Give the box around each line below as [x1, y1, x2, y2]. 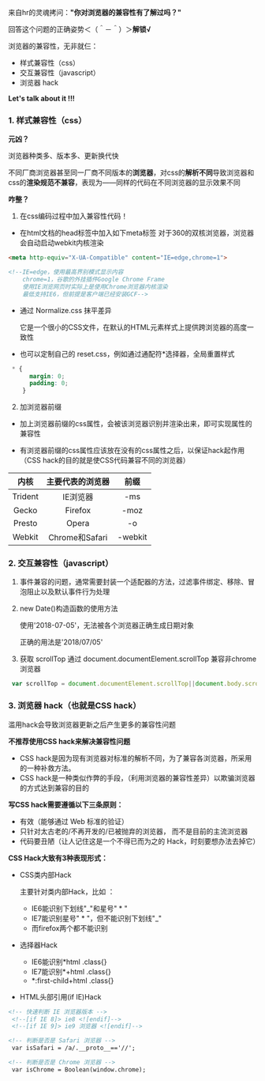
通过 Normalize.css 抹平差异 [19, 305, 112, 315]
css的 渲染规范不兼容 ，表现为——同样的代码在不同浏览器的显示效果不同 [8, 178, 241, 187]
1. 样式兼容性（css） [8, 115, 87, 126]
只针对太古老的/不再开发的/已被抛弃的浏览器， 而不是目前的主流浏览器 [19, 826, 248, 836]
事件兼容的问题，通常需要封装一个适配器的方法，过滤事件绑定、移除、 [19, 577, 248, 587]
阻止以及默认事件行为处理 [26, 587, 110, 596]
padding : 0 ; [28, 380, 69, 387]
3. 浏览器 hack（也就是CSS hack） [8, 700, 141, 711]
